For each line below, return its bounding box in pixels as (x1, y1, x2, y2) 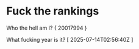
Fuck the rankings (6, 4, 99, 18)
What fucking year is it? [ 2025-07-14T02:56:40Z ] (6, 36, 134, 43)
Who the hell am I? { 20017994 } (6, 24, 87, 31)
